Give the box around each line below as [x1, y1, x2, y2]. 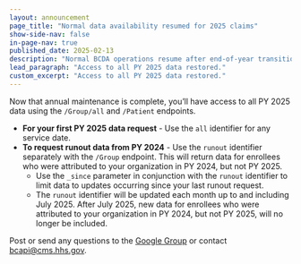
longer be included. [35, 217, 107, 228]
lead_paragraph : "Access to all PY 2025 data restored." [9, 64, 227, 72]
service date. [21, 132, 72, 143]
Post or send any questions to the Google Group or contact [9, 234, 228, 246]
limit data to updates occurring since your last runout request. [35, 180, 264, 191]
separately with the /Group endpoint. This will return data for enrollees [21, 151, 280, 162]
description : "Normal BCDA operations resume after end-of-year [9, 55, 254, 64]
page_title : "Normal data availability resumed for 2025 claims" [9, 21, 258, 30]
